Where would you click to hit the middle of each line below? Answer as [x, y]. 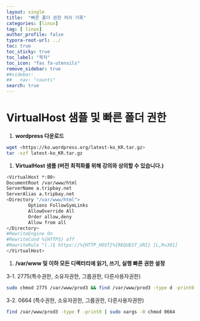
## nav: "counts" [31, 80]
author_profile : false [35, 35]
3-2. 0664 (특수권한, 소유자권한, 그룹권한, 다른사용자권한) [75, 300]
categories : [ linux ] [33, 23]
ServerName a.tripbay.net [39, 189]
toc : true [19, 46]
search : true [23, 86]
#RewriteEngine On [29, 234]
